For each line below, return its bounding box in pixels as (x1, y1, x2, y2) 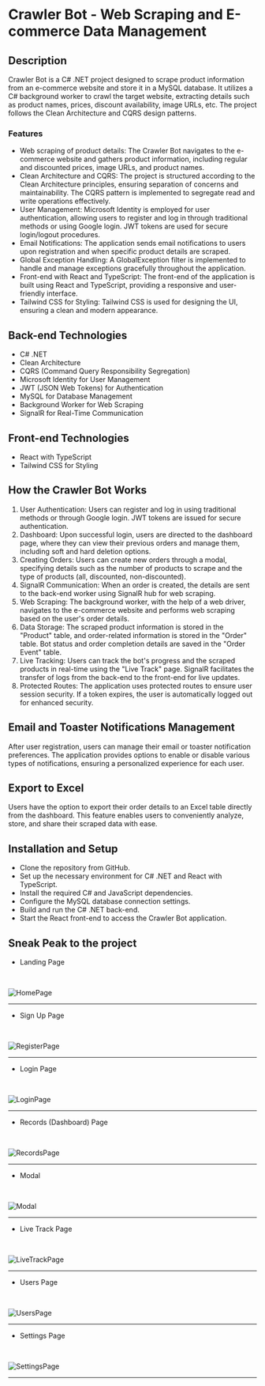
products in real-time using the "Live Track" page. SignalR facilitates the (19, 664, 255, 674)
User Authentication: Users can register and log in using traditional (19, 504, 237, 514)
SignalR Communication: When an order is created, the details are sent (19, 580, 250, 590)
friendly (19, 289, 46, 298)
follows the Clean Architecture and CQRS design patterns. (8, 108, 197, 118)
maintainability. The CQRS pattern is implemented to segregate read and (19, 188, 255, 198)
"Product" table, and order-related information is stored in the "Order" (19, 630, 247, 640)
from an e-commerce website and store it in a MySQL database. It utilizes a (8, 83, 253, 93)
